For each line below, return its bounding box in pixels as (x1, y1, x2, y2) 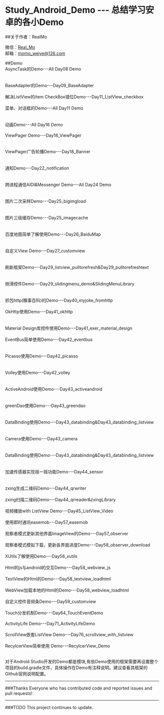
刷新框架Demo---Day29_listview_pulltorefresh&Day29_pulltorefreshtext (5, 264, 149, 270)
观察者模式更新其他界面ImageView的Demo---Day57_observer (5, 530, 128, 536)
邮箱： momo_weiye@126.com (5, 50, 65, 56)
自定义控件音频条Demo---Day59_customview (5, 598, 96, 604)
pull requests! (5, 690, 33, 696)
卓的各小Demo (5, 17, 64, 28)
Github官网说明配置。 (5, 670, 49, 676)
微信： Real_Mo (5, 44, 36, 50)
